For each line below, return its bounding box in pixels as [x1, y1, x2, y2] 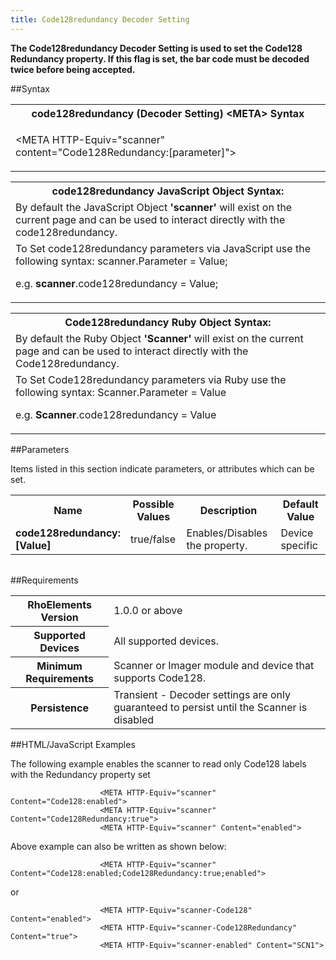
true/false [129, 532, 177, 546]
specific [280, 538, 318, 552]
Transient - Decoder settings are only [113, 688, 291, 702]
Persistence [30, 701, 89, 715]
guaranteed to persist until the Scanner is [113, 701, 308, 715]
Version [40, 610, 79, 624]
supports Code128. [113, 671, 207, 685]
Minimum [36, 659, 83, 673]
